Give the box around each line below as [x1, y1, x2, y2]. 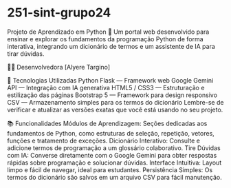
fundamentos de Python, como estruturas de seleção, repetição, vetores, [7, 129, 214, 137]
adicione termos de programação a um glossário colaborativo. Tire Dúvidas [7, 143, 221, 152]
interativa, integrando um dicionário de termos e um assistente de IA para [7, 42, 215, 50]
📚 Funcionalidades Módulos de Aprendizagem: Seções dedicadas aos [7, 119, 208, 127]
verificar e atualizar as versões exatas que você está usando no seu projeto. [7, 105, 223, 114]
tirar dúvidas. [7, 50, 45, 58]
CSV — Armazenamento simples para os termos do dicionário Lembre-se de [7, 98, 224, 106]
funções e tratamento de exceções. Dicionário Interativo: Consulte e [7, 136, 201, 145]
